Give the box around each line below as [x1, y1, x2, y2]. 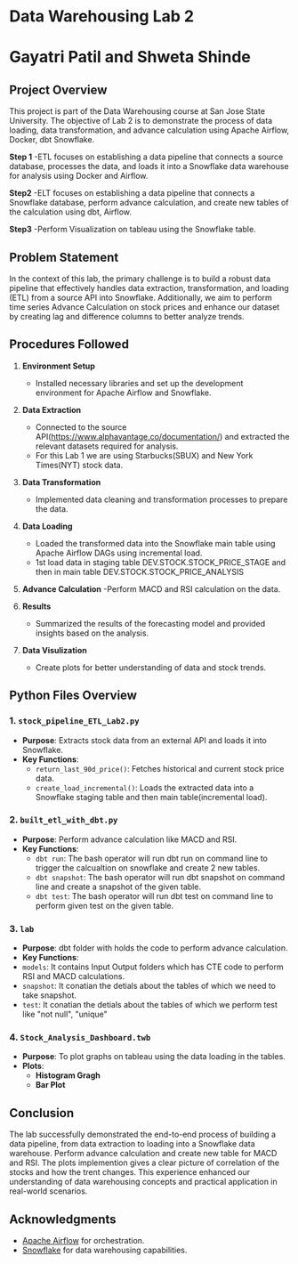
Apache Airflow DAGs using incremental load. [35, 547, 203, 558]
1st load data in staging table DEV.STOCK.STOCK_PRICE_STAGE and [35, 556, 286, 567]
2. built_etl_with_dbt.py [9, 814, 118, 826]
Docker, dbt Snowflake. [9, 134, 95, 145]
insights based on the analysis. [35, 628, 149, 638]
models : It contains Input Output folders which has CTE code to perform [21, 961, 284, 972]
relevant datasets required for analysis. [35, 441, 179, 451]
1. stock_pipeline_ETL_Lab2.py [9, 715, 140, 727]
